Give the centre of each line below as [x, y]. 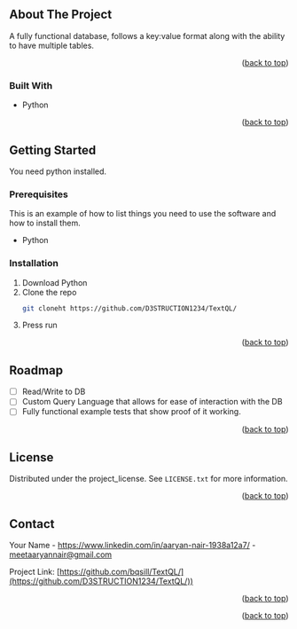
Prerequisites [39, 194]
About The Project [61, 15]
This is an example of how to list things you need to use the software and [143, 214]
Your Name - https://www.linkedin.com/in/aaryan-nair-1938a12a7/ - [133, 546]
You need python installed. [58, 171]
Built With [31, 85]
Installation [34, 263]
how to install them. [45, 223]
